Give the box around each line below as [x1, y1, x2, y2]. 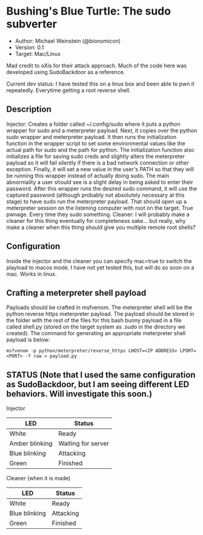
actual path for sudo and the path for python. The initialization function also [6, 146, 195, 153]
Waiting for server [58, 439, 110, 448]
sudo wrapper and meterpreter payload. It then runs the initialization [6, 133, 177, 140]
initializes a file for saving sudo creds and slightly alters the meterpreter [6, 152, 185, 160]
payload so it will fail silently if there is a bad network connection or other [6, 159, 189, 166]
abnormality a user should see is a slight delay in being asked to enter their [6, 178, 194, 186]
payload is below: [6, 336, 50, 344]
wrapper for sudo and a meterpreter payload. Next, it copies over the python [6, 126, 198, 134]
